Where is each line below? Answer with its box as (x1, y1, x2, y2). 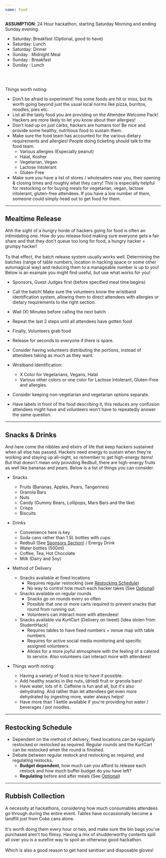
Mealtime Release (5, 214, 62, 223)
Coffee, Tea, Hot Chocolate (19, 551, 76, 557)
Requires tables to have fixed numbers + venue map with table (27, 627, 155, 633)
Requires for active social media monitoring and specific (27, 638, 142, 644)
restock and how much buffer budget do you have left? (19, 768, 132, 774)
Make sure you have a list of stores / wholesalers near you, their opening (12, 174, 161, 180)
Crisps (19, 505, 33, 511)
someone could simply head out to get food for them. (12, 196, 121, 202)
